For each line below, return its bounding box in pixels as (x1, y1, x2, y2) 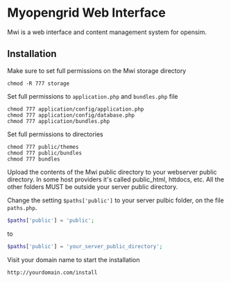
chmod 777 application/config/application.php (7, 106, 144, 113)
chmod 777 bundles (7, 155, 60, 163)
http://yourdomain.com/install (7, 269, 98, 276)
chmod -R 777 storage (7, 80, 70, 87)
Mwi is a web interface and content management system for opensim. (7, 28, 207, 36)
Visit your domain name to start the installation (7, 255, 140, 264)
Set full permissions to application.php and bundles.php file (7, 92, 178, 100)
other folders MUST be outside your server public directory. (7, 182, 178, 191)
